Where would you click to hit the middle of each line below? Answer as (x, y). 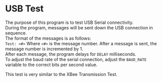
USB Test (24, 9)
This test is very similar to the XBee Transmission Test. (61, 74)
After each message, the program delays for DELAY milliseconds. (71, 54)
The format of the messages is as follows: (48, 38)
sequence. (16, 33)
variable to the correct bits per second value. (51, 65)
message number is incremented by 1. (44, 49)
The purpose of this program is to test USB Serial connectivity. (69, 22)
